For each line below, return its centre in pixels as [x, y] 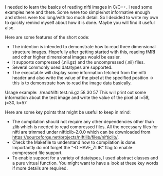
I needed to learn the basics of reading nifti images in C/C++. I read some [79, 7]
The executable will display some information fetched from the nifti [79, 72]
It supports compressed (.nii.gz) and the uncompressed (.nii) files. [78, 62]
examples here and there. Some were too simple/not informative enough [78, 12]
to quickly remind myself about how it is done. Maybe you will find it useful [80, 22]
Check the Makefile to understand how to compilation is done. [74, 142]
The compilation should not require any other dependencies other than [83, 122]
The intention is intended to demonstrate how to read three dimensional [84, 47]
